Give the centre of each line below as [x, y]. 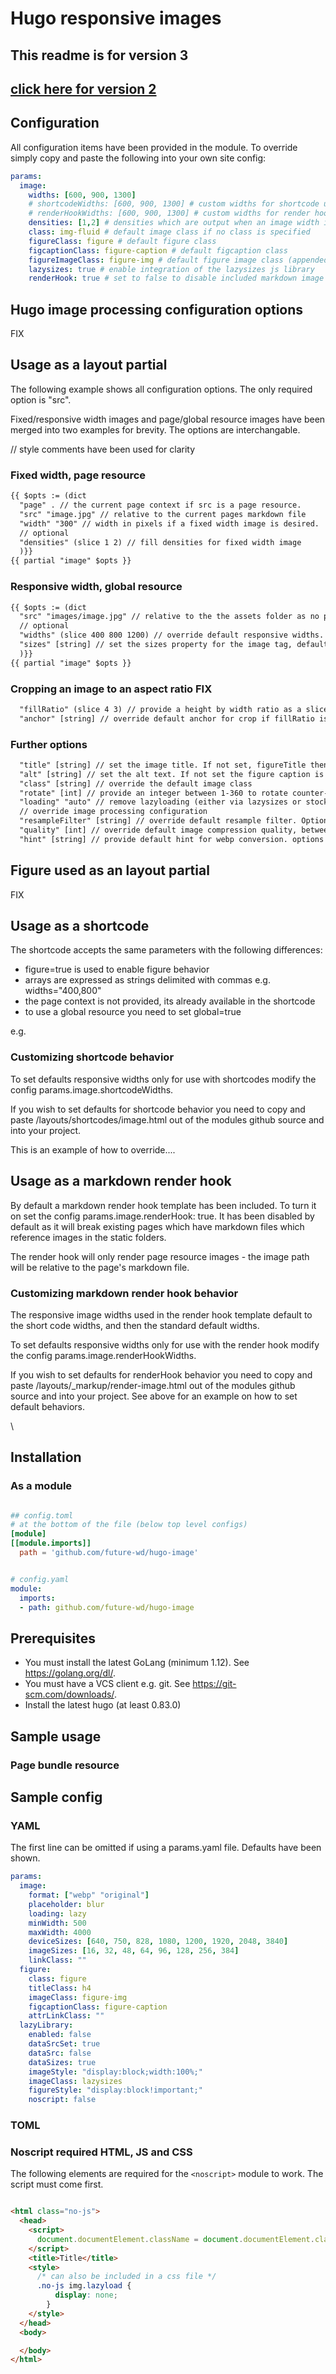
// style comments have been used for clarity [103, 449]
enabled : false [60, 2035]
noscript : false [62, 2100]
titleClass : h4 [60, 1988]
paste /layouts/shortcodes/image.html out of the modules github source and [167, 1119]
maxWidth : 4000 [60, 1932]
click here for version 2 [83, 88]
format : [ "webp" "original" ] [89, 1895]
